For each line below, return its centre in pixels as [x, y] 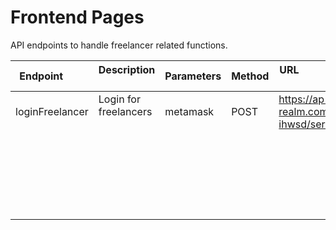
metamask [189, 111]
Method [250, 76]
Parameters [193, 76]
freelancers [125, 111]
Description [127, 69]
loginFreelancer [52, 111]
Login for [119, 99]
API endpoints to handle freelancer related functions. [119, 45]
